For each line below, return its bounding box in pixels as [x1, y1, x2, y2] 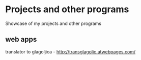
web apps [5, 35, 37, 44]
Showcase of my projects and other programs [5, 20, 102, 26]
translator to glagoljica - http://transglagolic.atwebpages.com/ [5, 48, 136, 54]
